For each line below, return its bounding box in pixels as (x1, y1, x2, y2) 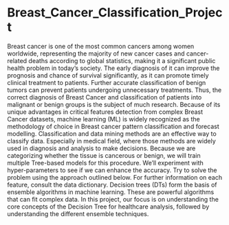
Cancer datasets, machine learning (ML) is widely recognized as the (7, 115, 201, 123)
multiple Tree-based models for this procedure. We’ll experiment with (7, 158, 204, 167)
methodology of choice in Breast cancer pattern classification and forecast (7, 122, 219, 130)
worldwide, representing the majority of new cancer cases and (7, 49, 185, 58)
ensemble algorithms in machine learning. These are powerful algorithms (7, 187, 215, 196)
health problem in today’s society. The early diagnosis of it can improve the (7, 64, 220, 72)
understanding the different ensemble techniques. (7, 209, 149, 217)
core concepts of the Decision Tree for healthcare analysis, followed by (7, 202, 210, 211)
